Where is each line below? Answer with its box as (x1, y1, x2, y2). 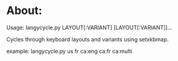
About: (6, 4, 42, 18)
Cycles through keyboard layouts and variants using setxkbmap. (6, 35, 169, 43)
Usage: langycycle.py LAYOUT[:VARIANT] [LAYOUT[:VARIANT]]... (6, 24, 173, 31)
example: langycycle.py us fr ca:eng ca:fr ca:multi (6, 47, 133, 55)
